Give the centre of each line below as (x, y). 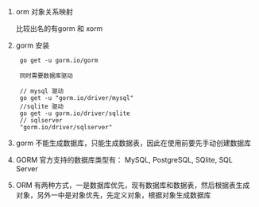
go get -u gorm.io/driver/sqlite (75, 113)
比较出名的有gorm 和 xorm (59, 29)
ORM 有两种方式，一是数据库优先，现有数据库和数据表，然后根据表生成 (133, 185)
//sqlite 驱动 (42, 106)
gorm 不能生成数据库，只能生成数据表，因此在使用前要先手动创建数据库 (133, 143)
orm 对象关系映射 (44, 11)
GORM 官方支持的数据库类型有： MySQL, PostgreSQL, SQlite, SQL (124, 160)
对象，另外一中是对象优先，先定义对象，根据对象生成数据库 (113, 195)
